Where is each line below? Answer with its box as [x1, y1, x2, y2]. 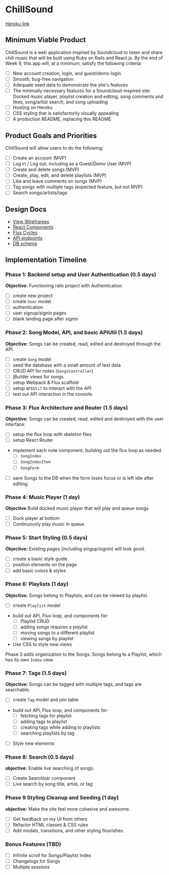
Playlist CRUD [20, 618, 50, 624]
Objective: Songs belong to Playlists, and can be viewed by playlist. [5, 592, 149, 598]
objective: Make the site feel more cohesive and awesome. [5, 806, 131, 812]
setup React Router [12, 437, 54, 443]
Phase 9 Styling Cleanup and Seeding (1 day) [5, 794, 119, 801]
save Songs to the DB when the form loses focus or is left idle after [12, 475, 154, 481]
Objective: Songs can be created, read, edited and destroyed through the [5, 341, 161, 347]
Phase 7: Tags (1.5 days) [5, 670, 67, 677]
